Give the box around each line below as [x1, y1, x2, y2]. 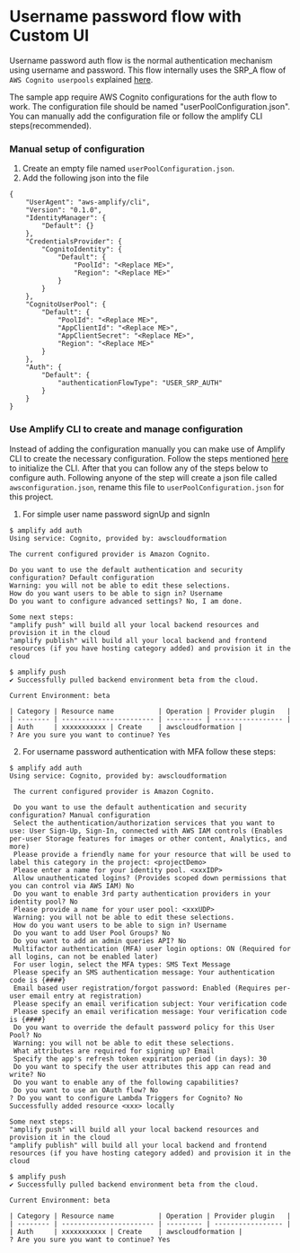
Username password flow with [9, 6, 243, 27]
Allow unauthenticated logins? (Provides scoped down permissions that [13, 873, 287, 882]
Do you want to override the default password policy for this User [13, 1022, 276, 1032]
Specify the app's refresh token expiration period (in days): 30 [13, 1054, 268, 1063]
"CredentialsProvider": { [25, 237, 123, 246]
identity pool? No [9, 896, 78, 906]
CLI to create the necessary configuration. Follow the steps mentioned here [9, 453, 289, 463]
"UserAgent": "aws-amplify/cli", [25, 198, 151, 207]
